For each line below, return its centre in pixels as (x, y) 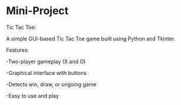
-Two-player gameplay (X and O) (46, 61)
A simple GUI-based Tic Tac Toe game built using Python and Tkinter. (91, 38)
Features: (18, 50)
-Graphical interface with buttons (46, 73)
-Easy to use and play (32, 96)
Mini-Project (37, 11)
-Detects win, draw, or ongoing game (51, 84)
